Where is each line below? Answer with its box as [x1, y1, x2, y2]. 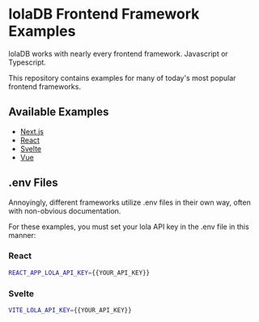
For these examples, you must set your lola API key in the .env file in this [8, 222, 249, 231]
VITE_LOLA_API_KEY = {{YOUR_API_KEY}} [8, 307, 132, 315]
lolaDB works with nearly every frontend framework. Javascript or [8, 49, 228, 58]
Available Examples [8, 105, 109, 119]
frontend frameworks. [8, 82, 81, 91]
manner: [8, 230, 36, 239]
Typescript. [8, 57, 47, 67]
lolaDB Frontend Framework [8, 5, 200, 23]
